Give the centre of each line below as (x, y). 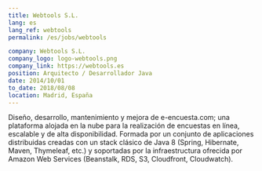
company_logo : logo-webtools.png (63, 59)
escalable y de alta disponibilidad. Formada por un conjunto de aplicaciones (131, 134)
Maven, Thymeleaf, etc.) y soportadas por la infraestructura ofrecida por (126, 151)
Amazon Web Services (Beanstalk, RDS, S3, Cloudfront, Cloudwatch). (121, 159)
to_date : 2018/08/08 (42, 88)
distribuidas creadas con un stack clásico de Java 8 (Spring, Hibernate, (124, 143)
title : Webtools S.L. (44, 15)
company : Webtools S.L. (47, 52)
